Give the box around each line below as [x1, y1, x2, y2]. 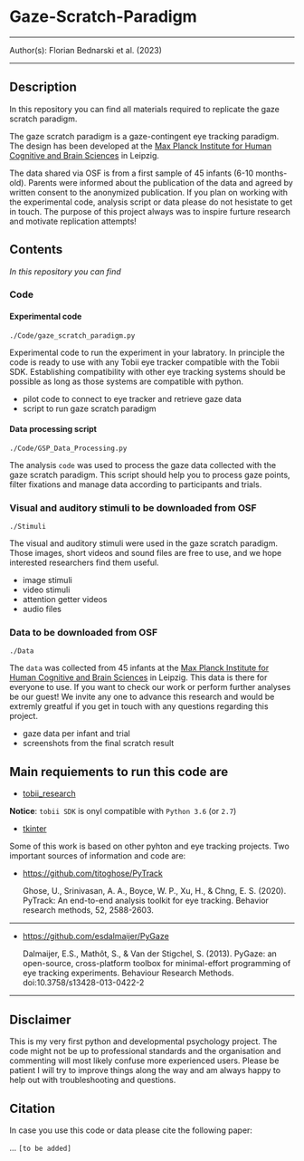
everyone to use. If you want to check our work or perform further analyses [9, 682, 291, 693]
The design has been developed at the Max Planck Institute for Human [9, 140, 272, 151]
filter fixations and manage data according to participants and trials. [9, 478, 262, 490]
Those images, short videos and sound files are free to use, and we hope [9, 548, 282, 559]
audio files [22, 604, 62, 615]
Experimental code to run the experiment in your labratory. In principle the [9, 347, 285, 358]
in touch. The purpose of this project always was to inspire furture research [9, 206, 291, 216]
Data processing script [9, 424, 98, 435]
